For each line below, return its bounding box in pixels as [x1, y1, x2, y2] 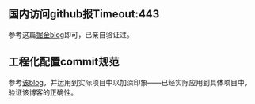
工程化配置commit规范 [8, 55, 120, 69]
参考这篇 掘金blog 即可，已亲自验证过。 [8, 30, 134, 39]
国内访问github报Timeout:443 [8, 7, 160, 21]
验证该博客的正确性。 [8, 87, 78, 97]
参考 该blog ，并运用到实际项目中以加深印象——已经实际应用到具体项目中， [8, 77, 252, 87]
